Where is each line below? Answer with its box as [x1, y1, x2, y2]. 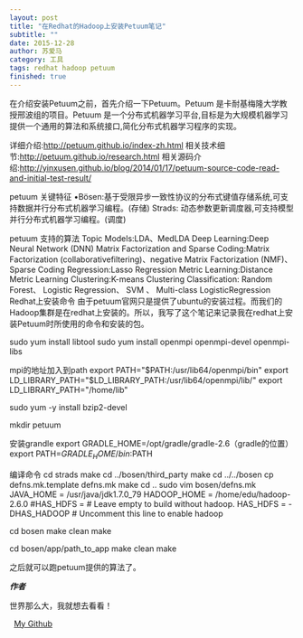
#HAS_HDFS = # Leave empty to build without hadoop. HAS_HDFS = [30, 498, 287, 509]
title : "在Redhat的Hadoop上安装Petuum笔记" [9, 22, 166, 31]
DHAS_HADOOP [9, 508, 71, 519]
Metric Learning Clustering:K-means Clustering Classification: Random [9, 273, 273, 285]
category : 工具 [9, 55, 64, 64]
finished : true [9, 72, 67, 81]
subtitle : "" [9, 30, 59, 39]
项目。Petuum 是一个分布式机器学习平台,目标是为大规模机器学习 [48, 109, 289, 120]
